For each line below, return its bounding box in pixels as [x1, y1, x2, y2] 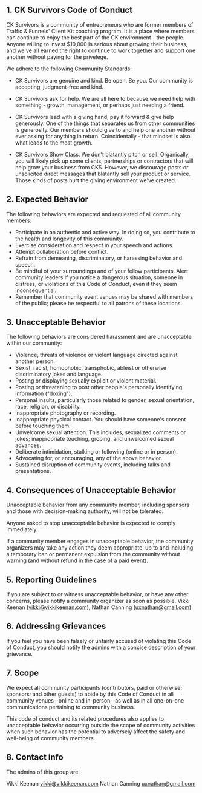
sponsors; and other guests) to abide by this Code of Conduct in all [6, 690, 174, 698]
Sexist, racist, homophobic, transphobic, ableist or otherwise [15, 364, 167, 372]
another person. [15, 358, 56, 365]
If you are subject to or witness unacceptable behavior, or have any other [6, 591, 189, 598]
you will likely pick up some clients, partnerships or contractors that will [15, 157, 194, 165]
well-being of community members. [6, 734, 96, 741]
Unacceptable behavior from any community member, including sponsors [6, 501, 190, 509]
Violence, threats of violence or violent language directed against [15, 352, 178, 359]
